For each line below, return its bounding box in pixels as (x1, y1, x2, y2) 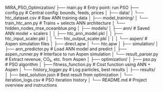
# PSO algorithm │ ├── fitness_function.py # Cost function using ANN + (5, 61, 151, 67)
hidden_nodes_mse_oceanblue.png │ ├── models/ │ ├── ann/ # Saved (5, 25, 150, 31)
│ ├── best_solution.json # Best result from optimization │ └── (5, 72, 133, 77)
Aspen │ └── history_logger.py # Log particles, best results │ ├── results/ (5, 67, 156, 73)
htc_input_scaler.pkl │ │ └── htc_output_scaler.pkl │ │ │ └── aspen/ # (5, 36, 148, 41)
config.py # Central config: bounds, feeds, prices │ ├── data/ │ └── (5, 10, 144, 16)
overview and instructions (5, 82, 57, 88)
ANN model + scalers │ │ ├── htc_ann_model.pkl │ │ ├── (5, 31, 123, 36)
